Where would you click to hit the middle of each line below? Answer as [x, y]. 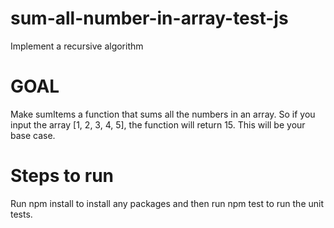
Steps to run [62, 176]
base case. [33, 135]
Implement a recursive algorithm [77, 46]
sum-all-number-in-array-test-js [149, 18]
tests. [21, 214]
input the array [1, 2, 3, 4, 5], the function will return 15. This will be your [158, 124]
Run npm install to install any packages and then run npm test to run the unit [167, 203]
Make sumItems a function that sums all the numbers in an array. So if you [163, 114]
